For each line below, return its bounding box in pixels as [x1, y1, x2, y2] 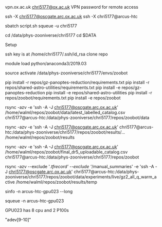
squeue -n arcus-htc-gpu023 [5, 198, 64, 204]
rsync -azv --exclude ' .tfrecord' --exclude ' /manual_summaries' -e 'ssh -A [5, 164, 154, 169]
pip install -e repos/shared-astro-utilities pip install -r [46, 90, 152, 95]
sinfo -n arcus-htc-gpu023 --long [5, 189, 73, 194]
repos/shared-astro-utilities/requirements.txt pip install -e [5, 85, 121, 90]
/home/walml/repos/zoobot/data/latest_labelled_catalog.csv [5, 109, 126, 115]
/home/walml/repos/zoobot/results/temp [16, 179, 97, 185]
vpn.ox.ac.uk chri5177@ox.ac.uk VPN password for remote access [5, 4, 139, 10]
